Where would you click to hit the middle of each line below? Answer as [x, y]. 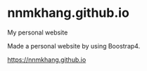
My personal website [38, 32]
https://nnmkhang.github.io [47, 59]
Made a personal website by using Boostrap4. [74, 46]
